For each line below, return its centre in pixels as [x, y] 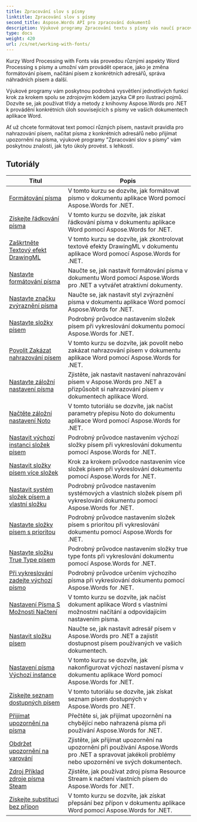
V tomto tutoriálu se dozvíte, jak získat [120, 691]
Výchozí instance [33, 674]
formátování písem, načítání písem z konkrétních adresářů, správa [86, 73]
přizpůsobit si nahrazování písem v [116, 389]
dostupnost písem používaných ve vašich [125, 643]
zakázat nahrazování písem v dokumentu [124, 350]
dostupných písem [35, 702]
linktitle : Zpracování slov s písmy [51, 17]
